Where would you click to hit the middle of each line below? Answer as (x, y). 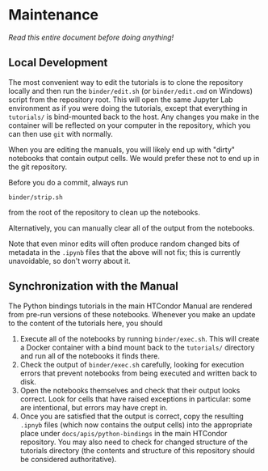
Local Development (58, 63)
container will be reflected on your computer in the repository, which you (130, 125)
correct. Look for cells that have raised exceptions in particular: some (136, 399)
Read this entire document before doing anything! (91, 37)
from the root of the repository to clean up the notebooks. (104, 212)
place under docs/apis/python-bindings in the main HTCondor (124, 433)
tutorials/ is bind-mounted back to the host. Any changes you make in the (134, 117)
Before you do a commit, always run (68, 182)
